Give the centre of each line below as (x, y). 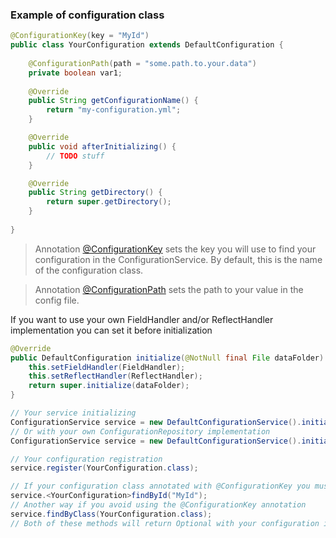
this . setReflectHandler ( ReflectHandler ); (115, 376)
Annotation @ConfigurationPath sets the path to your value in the (169, 289)
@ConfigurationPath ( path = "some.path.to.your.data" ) (142, 63)
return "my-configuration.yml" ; (114, 110)
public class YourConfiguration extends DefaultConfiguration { (147, 45)
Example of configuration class (87, 15)
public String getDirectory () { (95, 193)
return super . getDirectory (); (109, 202)
